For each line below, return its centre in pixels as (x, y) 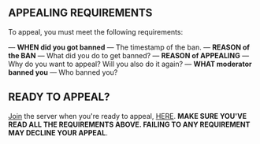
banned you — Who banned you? (63, 72)
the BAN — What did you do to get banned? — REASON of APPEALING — (129, 55)
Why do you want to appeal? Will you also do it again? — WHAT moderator (130, 64)
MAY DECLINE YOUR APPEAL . (58, 132)
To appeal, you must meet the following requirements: (96, 31)
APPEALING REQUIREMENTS (80, 13)
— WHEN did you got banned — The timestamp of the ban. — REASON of (129, 47)
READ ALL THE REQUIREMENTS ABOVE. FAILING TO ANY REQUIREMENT (129, 124)
